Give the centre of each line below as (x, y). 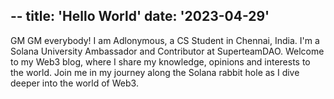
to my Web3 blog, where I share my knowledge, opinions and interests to (160, 61)
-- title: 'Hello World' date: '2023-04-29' (140, 16)
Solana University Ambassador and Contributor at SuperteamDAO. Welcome (167, 51)
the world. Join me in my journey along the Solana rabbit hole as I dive (155, 72)
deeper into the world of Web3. (74, 83)
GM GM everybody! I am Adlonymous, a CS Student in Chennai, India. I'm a (165, 40)
